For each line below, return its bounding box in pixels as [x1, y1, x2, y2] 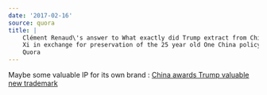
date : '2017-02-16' [8, 11, 73, 20]
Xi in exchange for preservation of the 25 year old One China [22, 41, 237, 49]
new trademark [8, 78, 58, 88]
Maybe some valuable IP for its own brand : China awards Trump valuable [8, 70, 250, 79]
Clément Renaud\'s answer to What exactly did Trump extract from [22, 33, 247, 42]
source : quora [8, 19, 56, 27]
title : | [8, 26, 37, 34]
